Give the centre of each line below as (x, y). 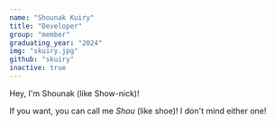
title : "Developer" (46, 26)
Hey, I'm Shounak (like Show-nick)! (74, 93)
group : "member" (40, 34)
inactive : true (38, 68)
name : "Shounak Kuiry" (52, 18)
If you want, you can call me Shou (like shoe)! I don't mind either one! (138, 111)
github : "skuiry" (42, 59)
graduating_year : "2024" (56, 43)
